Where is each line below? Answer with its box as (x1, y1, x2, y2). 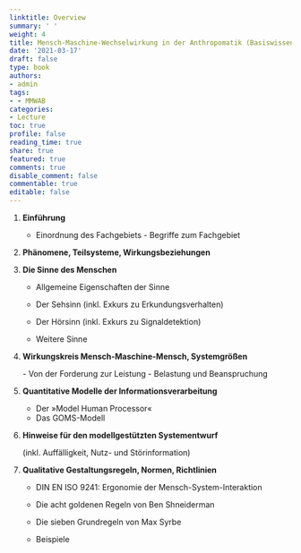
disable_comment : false (9, 171, 99, 180)
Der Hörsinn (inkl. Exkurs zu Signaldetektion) (35, 317, 202, 327)
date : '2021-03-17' (9, 47, 82, 55)
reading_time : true (9, 138, 82, 147)
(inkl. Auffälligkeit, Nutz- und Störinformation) (21, 447, 191, 457)
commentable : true (9, 180, 78, 189)
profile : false (9, 130, 66, 139)
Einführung (21, 212, 65, 223)
